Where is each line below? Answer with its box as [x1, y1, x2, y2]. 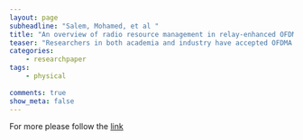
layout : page [9, 13, 59, 22]
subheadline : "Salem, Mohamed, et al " [9, 22, 160, 31]
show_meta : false [9, 96, 75, 106]
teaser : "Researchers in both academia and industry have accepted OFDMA [9, 38, 293, 48]
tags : [9, 64, 30, 73]
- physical [25, 72, 67, 81]
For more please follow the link [9, 121, 124, 132]
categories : [9, 47, 54, 56]
